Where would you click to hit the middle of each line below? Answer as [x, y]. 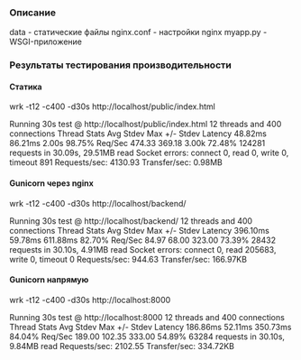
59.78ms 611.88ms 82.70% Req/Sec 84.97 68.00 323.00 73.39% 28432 [143, 240]
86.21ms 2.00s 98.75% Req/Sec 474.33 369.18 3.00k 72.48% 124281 [137, 143]
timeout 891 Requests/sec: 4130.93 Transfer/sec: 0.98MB [116, 162]
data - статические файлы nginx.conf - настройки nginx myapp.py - [138, 32]
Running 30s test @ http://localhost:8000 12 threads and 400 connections [147, 317]
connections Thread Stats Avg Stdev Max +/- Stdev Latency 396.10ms [140, 230]
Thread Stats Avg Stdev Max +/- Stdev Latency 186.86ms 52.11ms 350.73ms [150, 327]
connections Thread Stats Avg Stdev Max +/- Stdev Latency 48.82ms [138, 134]
